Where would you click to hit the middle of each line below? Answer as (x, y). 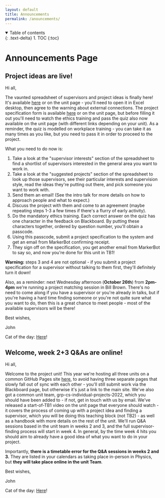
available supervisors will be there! (40, 308)
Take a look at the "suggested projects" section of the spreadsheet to (82, 174)
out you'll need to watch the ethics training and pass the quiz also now (77, 118)
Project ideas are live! (39, 76)
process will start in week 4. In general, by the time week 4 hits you (88, 432)
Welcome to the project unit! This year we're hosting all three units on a (77, 374)
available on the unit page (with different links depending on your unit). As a (82, 124)
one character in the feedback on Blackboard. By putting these (76, 221)
